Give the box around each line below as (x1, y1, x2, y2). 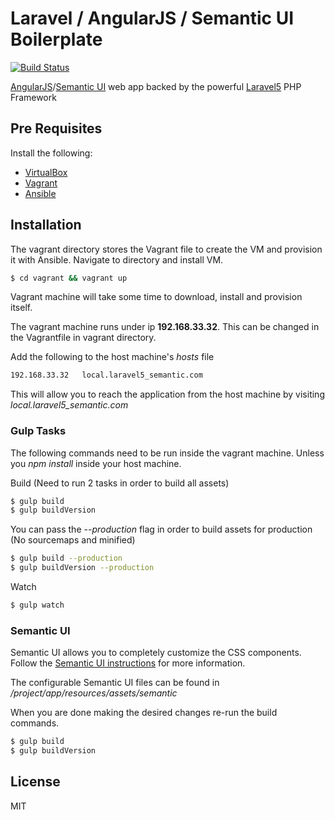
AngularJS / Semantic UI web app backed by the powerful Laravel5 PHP (10, 80, 302, 92)
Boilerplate (10, 28, 103, 51)
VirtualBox (24, 166, 68, 178)
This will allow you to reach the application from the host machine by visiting (10, 388, 325, 401)
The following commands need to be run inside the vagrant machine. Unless (10, 447, 325, 459)
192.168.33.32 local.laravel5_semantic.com (10, 370, 203, 381)
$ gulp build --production (10, 553, 123, 564)
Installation (10, 217, 82, 234)
